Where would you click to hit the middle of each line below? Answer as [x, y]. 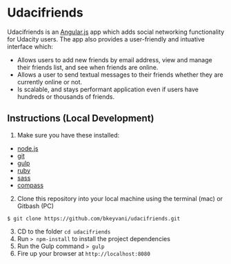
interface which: [30, 46]
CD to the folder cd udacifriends [64, 231]
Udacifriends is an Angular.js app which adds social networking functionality [116, 32]
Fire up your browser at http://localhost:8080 [83, 253]
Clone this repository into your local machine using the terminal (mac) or [120, 198]
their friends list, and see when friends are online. [88, 67]
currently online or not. [50, 82]
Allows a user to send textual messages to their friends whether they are [120, 75]
